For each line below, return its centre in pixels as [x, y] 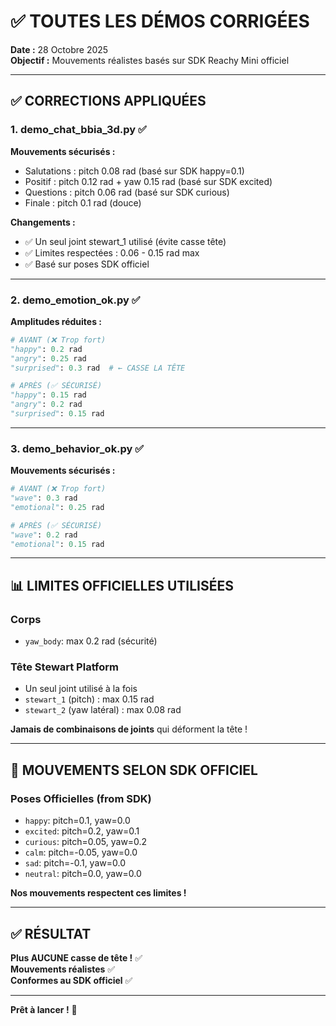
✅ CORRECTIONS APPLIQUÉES [108, 101]
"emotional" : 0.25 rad [57, 507]
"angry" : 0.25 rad [48, 358]
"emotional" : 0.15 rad [57, 544]
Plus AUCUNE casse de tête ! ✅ [76, 957]
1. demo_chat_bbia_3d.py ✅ [78, 130]
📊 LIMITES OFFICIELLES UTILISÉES [122, 585]
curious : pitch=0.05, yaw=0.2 [86, 842]
